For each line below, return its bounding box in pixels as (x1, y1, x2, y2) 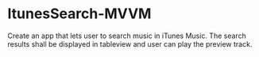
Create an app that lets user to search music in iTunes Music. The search (7, 31, 247, 40)
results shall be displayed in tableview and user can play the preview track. (7, 39, 253, 48)
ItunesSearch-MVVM (7, 5, 152, 23)
